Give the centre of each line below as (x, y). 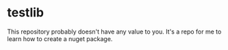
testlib (26, 13)
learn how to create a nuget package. (60, 38)
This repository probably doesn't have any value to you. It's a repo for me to (114, 32)
